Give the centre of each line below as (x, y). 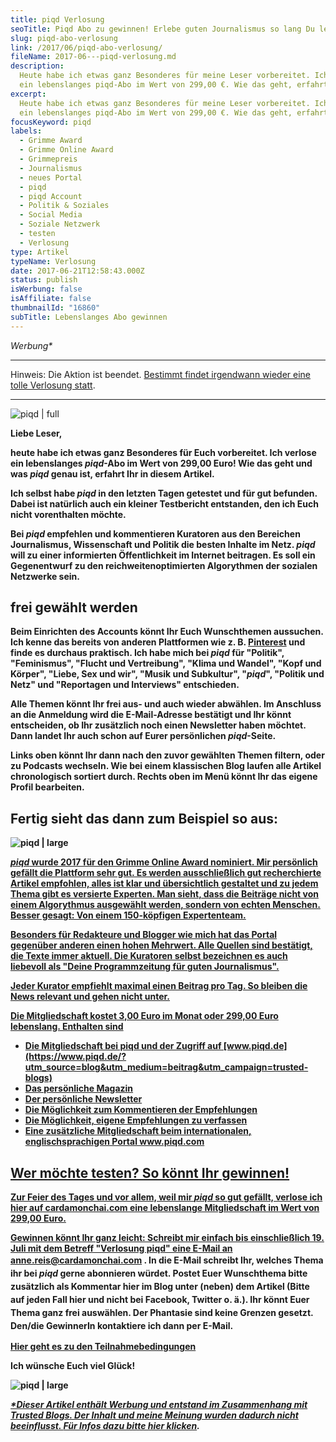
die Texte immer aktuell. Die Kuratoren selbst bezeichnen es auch (149, 956)
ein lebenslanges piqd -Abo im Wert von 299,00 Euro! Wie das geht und (161, 463)
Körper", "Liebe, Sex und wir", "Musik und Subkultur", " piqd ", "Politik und (167, 674)
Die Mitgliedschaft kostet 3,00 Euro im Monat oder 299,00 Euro (144, 1016)
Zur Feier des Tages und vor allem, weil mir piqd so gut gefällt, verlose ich (166, 1197)
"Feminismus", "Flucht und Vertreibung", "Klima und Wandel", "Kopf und (166, 663)
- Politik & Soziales (64, 206)
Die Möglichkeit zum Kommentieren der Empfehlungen (141, 1110)
